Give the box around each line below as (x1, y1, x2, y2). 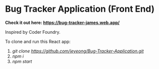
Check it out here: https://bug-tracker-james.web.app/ (5, 20, 120, 25)
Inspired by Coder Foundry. (5, 29, 60, 35)
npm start (12, 58, 32, 64)
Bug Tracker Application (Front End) (5, 3, 155, 15)
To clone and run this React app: (5, 38, 71, 45)
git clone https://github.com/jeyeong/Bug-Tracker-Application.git (12, 48, 144, 54)
